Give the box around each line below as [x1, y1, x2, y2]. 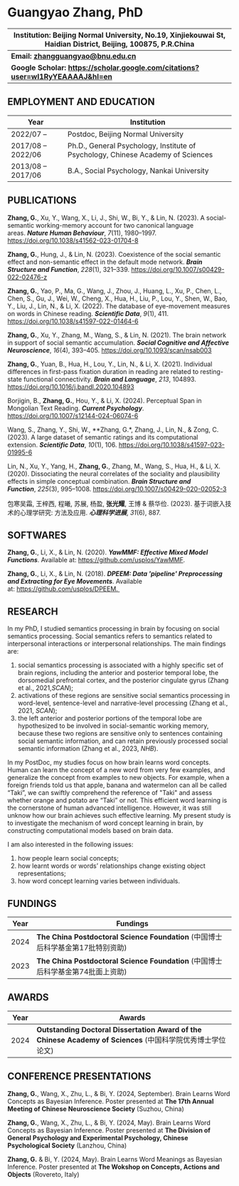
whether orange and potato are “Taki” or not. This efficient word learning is [7, 796, 228, 805]
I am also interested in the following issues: [7, 840, 134, 849]
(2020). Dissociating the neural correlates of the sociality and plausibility [7, 469, 221, 478]
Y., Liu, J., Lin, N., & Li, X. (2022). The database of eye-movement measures [7, 301, 230, 310]
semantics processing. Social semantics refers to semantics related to [7, 632, 213, 641]
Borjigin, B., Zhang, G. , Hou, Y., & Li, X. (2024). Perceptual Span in [7, 396, 202, 405]
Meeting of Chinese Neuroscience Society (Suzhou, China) [7, 1104, 184, 1113]
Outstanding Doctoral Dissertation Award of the [36, 1025, 202, 1035]
